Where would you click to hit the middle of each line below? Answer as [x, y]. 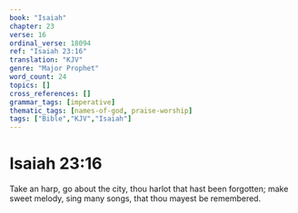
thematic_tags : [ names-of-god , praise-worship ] [101, 111]
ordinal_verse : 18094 [50, 43]
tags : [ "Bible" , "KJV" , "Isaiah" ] [70, 119]
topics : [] [30, 85]
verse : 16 [28, 34]
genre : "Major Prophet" [55, 69]
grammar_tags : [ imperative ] [63, 102]
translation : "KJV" [46, 60]
